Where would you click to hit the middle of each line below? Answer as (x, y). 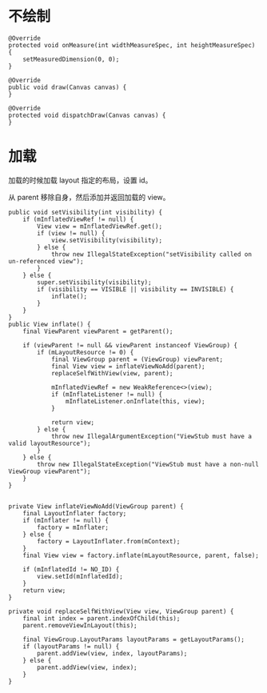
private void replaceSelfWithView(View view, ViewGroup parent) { (121, 611)
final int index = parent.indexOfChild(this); (102, 618)
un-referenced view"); (46, 261)
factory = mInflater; (73, 527)
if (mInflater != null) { (66, 520)
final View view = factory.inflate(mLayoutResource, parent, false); (141, 555)
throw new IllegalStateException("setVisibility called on (151, 254)
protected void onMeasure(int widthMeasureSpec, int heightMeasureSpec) (132, 45)
